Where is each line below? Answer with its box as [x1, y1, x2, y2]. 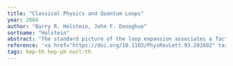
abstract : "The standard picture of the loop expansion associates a [7, 36, 213, 43]
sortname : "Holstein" [7, 29, 70, 36]
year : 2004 [7, 16, 39, 23]
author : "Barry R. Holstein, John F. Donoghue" [7, 23, 148, 30]
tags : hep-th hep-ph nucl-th [7, 49, 92, 56]
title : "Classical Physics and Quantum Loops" [7, 10, 144, 17]
